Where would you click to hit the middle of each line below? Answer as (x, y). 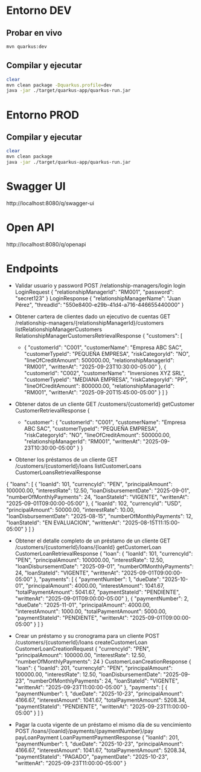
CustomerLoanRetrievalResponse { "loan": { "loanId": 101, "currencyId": (104, 553)
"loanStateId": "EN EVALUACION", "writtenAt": (64, 523)
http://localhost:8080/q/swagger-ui (50, 203)
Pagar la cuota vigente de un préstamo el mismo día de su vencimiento (103, 724)
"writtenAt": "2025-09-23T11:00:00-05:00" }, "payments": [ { (91, 687)
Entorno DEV (39, 11)
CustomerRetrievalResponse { (52, 410)
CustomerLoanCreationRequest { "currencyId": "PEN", (82, 648)
